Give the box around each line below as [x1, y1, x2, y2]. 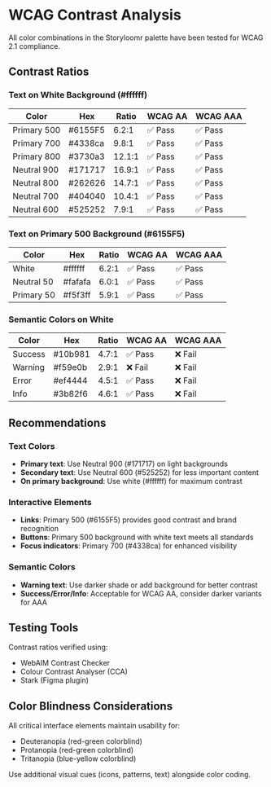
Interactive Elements [8, 496, 92, 508]
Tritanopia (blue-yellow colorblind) [20, 754, 137, 763]
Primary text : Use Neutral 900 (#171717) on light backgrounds [20, 459, 228, 468]
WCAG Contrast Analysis [8, 6, 181, 24]
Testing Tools [8, 621, 79, 635]
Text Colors [8, 440, 55, 451]
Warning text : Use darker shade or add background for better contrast [20, 580, 258, 590]
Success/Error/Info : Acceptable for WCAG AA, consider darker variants [20, 588, 262, 598]
